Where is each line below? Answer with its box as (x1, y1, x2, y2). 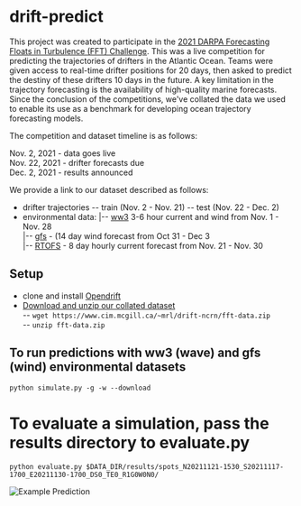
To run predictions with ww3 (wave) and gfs (9, 345, 261, 361)
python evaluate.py (9, 462, 83, 471)
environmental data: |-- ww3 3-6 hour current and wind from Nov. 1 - (22, 211, 279, 222)
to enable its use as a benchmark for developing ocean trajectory (9, 103, 251, 114)
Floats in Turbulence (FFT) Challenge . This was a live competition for (9, 45, 266, 56)
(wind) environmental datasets (9, 359, 187, 375)
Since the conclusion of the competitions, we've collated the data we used (9, 93, 286, 105)
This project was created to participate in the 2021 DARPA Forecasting (9, 36, 270, 47)
